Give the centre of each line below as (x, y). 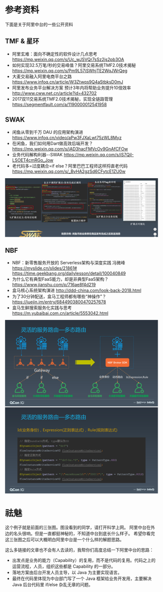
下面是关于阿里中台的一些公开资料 (39, 24)
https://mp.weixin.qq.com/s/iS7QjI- (99, 154)
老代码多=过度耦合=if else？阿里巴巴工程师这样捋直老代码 (70, 166)
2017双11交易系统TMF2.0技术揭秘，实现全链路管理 (62, 99)
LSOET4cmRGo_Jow (33, 160)
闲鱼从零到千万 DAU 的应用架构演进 (48, 132)
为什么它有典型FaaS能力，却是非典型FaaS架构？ (60, 279)
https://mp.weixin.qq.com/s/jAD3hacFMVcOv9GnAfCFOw (70, 148)
